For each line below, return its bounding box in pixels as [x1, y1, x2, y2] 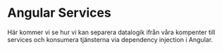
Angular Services [7, 5, 111, 21]
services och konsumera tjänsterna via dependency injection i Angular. [7, 35, 214, 43]
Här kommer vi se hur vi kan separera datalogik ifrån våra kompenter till [7, 28, 216, 36]
